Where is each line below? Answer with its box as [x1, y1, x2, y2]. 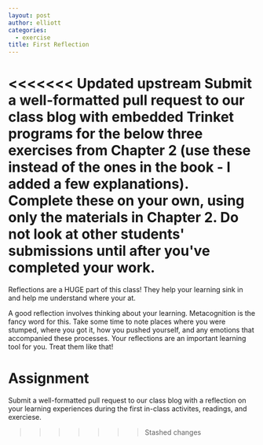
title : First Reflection [8, 41, 89, 49]
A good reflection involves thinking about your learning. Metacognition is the [8, 309, 256, 318]
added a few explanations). [8, 175, 189, 193]
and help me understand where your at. [8, 293, 136, 303]
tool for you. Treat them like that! [8, 342, 114, 351]
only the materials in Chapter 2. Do [8, 209, 239, 227]
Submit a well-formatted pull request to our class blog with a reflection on [8, 395, 247, 405]
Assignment [8, 369, 89, 388]
